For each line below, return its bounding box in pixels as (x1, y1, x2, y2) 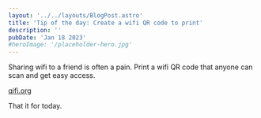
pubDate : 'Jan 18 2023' (8, 33, 87, 42)
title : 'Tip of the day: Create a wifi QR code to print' (8, 19, 203, 27)
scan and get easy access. (8, 71, 96, 80)
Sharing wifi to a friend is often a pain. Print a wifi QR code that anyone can (8, 62, 253, 72)
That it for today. (8, 101, 62, 111)
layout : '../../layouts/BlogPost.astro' (8, 11, 144, 20)
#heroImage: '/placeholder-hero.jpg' (8, 41, 133, 49)
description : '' (8, 26, 62, 34)
